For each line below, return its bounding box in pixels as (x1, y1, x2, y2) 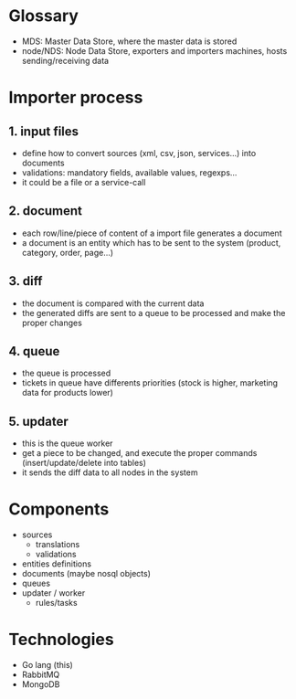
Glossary (8, 5, 79, 26)
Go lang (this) (21, 660, 74, 671)
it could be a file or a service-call (21, 176, 146, 187)
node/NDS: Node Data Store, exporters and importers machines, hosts (21, 45, 288, 56)
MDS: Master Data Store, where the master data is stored (21, 36, 238, 47)
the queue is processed (21, 367, 111, 379)
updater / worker (21, 588, 86, 598)
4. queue (8, 344, 60, 359)
